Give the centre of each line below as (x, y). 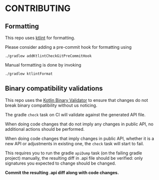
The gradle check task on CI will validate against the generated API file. (75, 114)
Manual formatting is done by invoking (43, 65)
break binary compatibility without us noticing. (51, 105)
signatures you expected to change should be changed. (60, 163)
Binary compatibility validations (54, 89)
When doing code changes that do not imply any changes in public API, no (79, 124)
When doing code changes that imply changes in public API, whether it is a (80, 138)
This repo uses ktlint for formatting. (40, 38)
